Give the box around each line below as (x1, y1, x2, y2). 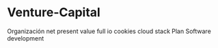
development (7, 34, 44, 42)
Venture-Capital (7, 5, 100, 20)
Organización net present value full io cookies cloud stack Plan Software (7, 27, 212, 35)
